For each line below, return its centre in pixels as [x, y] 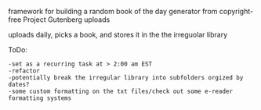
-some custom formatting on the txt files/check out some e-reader [121, 91]
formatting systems [40, 98]
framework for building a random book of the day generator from [113, 11]
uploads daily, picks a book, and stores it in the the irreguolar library [118, 35]
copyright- [236, 11]
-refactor [24, 71]
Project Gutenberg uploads [67, 20]
